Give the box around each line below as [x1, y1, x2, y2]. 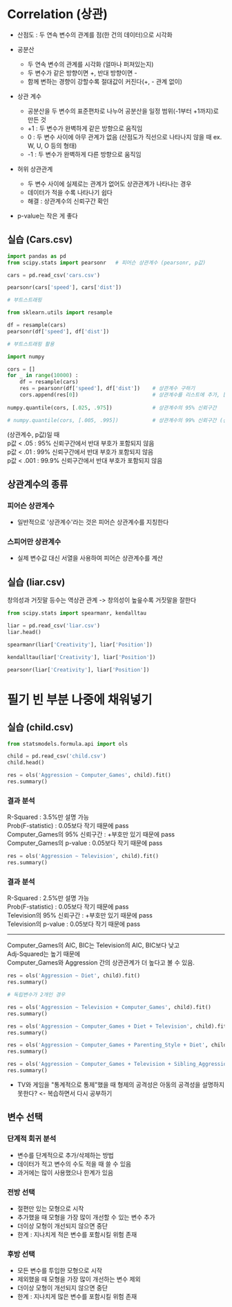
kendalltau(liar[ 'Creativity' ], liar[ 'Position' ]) [7, 653, 156, 660]
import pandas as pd [7, 252, 67, 260]
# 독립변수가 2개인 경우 [7, 992, 66, 999]
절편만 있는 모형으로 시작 [17, 1204, 84, 1213]
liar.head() [7, 629, 41, 636]
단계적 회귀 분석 [7, 1134, 57, 1143]
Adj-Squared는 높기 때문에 [7, 950, 81, 958]
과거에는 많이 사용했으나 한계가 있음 [17, 1168, 114, 1177]
